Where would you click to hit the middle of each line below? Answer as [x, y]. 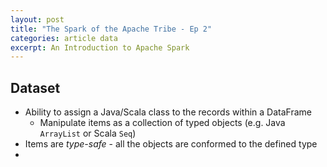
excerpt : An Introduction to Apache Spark [100, 47]
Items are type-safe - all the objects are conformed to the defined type [171, 144]
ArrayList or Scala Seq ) [88, 133]
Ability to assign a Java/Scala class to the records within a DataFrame [168, 112]
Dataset [35, 87]
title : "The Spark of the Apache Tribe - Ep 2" [111, 29]
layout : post [37, 19]
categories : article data [64, 38]
